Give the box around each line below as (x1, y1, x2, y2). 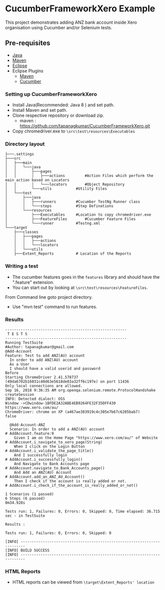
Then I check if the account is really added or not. (14, 478, 127, 484)
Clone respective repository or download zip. (12, 112, 105, 119)
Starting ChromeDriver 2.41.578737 (5, 374, 79, 380)
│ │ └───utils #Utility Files (5, 186, 107, 191)
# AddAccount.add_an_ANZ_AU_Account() (5, 474, 85, 479)
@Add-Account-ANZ (9, 422, 45, 427)
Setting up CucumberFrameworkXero (5, 91, 97, 97)
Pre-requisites (5, 39, 50, 47)
